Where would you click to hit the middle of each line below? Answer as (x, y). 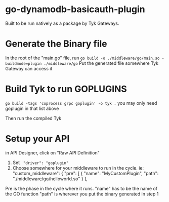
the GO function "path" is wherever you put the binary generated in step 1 (82, 194)
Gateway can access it (29, 68)
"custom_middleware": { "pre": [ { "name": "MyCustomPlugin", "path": (86, 173)
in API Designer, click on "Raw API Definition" (53, 152)
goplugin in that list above (32, 108)
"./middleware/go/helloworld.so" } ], (50, 179)
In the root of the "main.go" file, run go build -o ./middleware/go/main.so (82, 58)
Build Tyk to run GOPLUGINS (66, 89)
